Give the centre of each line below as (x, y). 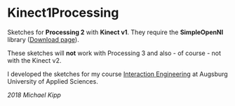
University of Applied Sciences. (53, 81)
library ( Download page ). (43, 39)
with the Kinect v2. (34, 60)
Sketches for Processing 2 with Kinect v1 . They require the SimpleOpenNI (115, 32)
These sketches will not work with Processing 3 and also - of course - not (114, 53)
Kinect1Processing (63, 13)
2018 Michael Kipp (34, 95)
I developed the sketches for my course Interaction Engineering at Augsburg (117, 74)
